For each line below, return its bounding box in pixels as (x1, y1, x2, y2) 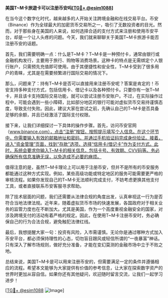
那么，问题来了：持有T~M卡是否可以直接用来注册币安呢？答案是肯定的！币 (5, 80, 159, 86)
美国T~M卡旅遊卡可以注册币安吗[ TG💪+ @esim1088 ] (5, 5, 113, 10)
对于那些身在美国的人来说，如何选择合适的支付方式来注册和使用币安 (13, 28, 154, 34)
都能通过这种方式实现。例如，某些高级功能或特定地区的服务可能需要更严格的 (5, 170, 163, 176)
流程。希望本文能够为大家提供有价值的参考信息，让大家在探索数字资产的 (13, 265, 163, 270)
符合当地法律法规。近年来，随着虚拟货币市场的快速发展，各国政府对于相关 (5, 200, 158, 205)
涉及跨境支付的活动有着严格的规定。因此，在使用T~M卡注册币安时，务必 (5, 212, 155, 218)
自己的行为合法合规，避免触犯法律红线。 (9, 218, 93, 224)
